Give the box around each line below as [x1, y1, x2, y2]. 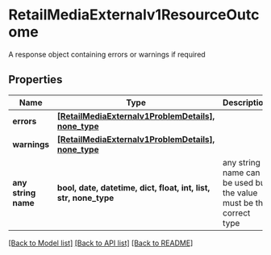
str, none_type [56, 192, 115, 203]
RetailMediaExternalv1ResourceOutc [8, 6, 260, 24]
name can [223, 167, 261, 178]
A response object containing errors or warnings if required [8, 49, 206, 59]
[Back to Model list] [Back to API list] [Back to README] [8, 238, 194, 248]
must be [223, 197, 254, 208]
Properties [8, 73, 63, 86]
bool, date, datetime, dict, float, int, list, [56, 182, 211, 193]
